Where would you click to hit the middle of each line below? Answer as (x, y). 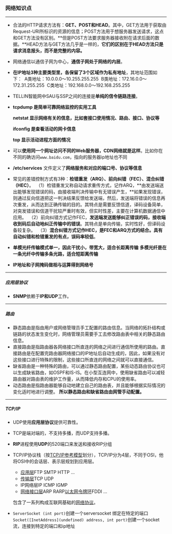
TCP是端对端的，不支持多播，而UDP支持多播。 (62, 433)
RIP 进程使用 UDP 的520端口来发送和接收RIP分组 (62, 444)
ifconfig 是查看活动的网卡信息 (44, 129)
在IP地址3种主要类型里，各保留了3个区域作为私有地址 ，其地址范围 (83, 72)
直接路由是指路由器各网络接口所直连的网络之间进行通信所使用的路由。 (87, 347)
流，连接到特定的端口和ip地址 (44, 526)
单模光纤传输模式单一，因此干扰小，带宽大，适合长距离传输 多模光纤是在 (90, 248)
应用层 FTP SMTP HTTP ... (48, 472)
